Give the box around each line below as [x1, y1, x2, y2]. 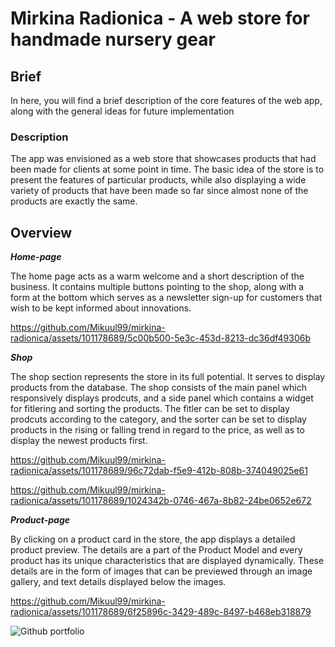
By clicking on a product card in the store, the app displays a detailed [10, 533, 296, 546]
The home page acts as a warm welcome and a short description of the [10, 270, 305, 282]
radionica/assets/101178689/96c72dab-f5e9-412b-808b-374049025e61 [10, 465, 308, 477]
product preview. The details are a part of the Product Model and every [10, 544, 303, 556]
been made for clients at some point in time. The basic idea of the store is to [10, 163, 325, 176]
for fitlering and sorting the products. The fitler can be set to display [10, 403, 290, 415]
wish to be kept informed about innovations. [10, 302, 192, 314]
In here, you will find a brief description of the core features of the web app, [10, 95, 323, 106]
